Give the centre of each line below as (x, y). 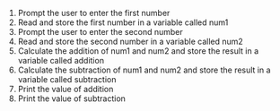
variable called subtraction (67, 79)
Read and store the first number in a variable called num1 (123, 22)
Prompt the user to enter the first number (94, 13)
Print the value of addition (66, 89)
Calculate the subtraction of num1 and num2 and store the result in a (144, 70)
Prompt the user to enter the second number (101, 32)
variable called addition (61, 60)
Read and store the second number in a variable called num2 (131, 41)
